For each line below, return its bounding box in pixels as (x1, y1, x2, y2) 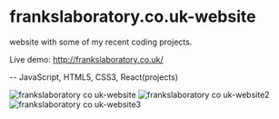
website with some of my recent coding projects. (9, 36, 193, 47)
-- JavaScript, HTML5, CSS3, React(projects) (9, 71, 179, 83)
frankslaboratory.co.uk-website (9, 6, 256, 27)
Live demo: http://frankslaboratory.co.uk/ (9, 54, 164, 64)
